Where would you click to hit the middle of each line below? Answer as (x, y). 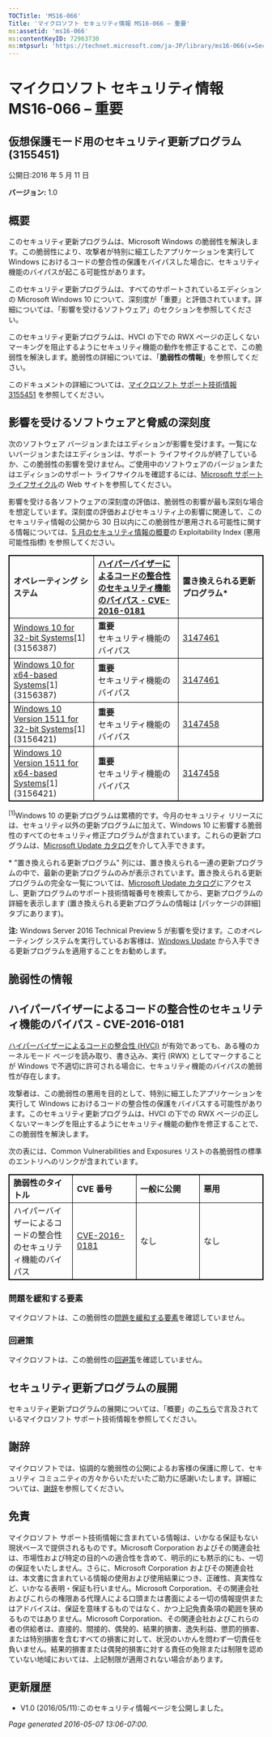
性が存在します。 (36, 1076)
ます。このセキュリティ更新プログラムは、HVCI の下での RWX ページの (127, 1113)
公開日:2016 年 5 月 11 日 (49, 175)
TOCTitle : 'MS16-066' (45, 16)
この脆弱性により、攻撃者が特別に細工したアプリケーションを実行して (138, 252)
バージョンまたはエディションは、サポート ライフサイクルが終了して (129, 454)
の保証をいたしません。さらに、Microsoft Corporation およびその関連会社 (131, 1567)
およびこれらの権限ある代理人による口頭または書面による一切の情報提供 (129, 1598)
